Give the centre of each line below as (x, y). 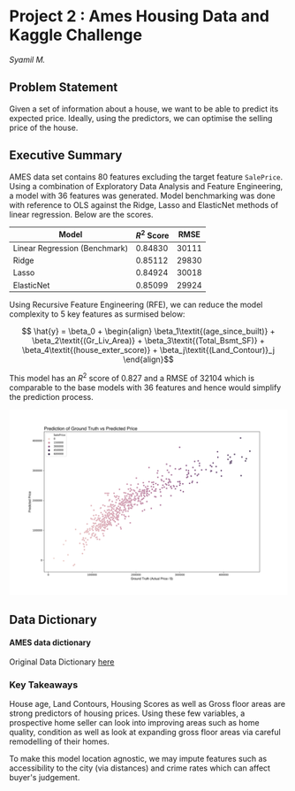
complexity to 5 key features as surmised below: (97, 314)
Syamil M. (27, 59)
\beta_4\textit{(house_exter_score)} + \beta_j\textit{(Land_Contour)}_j (148, 350)
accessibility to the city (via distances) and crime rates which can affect (140, 768)
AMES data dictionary (50, 642)
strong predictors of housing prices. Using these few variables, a (127, 713)
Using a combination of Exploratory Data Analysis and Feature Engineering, (146, 186)
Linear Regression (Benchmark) (71, 248)
